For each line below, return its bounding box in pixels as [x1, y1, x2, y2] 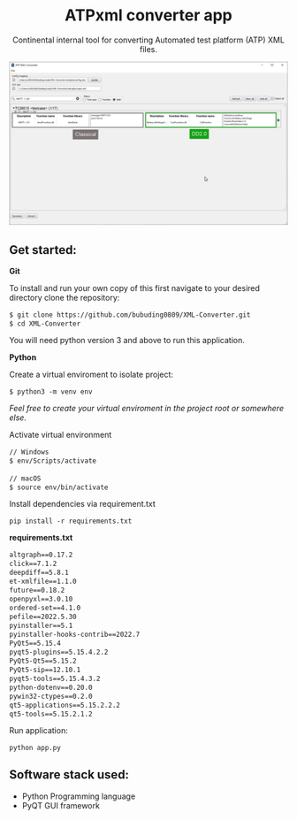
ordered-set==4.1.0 [9, 603, 81, 613]
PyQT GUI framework [21, 800, 100, 810]
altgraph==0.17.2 [9, 550, 73, 560]
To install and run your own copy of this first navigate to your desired [9, 283, 261, 294]
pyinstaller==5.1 [9, 621, 73, 631]
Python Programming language [21, 791, 136, 801]
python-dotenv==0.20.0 [9, 683, 93, 693]
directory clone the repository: [9, 293, 120, 303]
